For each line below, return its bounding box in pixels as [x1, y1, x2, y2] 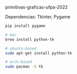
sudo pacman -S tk [5, 64, 43, 69]
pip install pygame [5, 23, 46, 28]
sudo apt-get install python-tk [5, 51, 72, 56]
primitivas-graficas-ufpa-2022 [5, 4, 68, 10]
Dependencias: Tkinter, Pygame [5, 14, 71, 19]
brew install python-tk [5, 37, 55, 42]
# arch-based [5, 60, 32, 65]
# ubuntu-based [5, 46, 37, 51]
